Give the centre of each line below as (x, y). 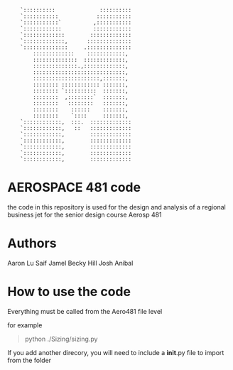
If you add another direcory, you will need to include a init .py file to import (116, 352)
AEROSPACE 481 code (74, 187)
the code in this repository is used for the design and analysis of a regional (116, 207)
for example (25, 325)
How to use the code (69, 292)
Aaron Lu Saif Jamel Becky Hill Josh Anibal (70, 263)
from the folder (29, 360)
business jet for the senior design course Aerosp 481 (85, 214)
